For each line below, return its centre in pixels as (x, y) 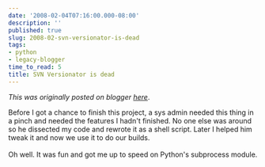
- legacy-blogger (37, 60)
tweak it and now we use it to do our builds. (79, 137)
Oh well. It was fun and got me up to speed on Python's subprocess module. (133, 154)
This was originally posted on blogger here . (79, 97)
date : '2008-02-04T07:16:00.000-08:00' (74, 15)
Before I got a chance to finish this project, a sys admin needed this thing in (131, 112)
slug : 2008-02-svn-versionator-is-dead (74, 38)
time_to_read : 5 (35, 67)
